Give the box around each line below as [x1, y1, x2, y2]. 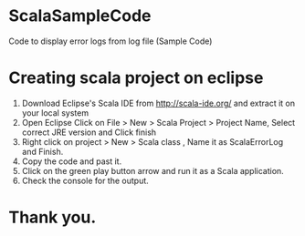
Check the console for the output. [21, 175, 150, 186]
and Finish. [21, 146, 64, 157]
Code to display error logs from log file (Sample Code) [8, 36, 213, 46]
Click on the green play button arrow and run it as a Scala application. [21, 165, 284, 176]
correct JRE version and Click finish [21, 127, 157, 138]
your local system [21, 107, 89, 118]
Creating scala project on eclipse [8, 67, 264, 88]
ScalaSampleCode [8, 5, 152, 26]
